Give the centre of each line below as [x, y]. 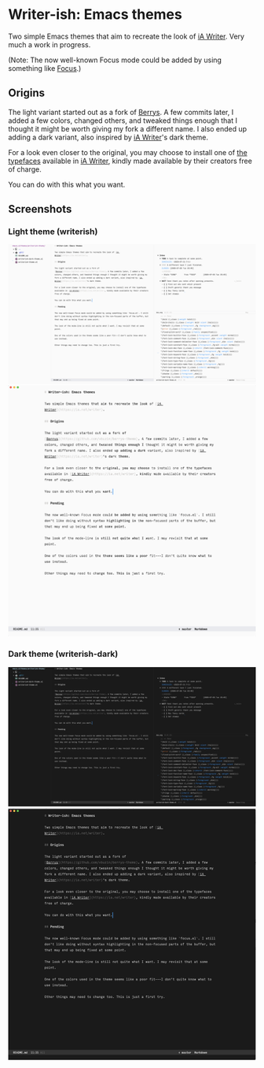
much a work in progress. [49, 44]
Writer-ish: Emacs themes [95, 15]
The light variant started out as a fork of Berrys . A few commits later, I [121, 112]
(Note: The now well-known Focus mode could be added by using [115, 60]
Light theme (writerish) [53, 232]
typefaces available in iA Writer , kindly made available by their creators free [130, 161]
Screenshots [40, 209]
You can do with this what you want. [67, 184]
